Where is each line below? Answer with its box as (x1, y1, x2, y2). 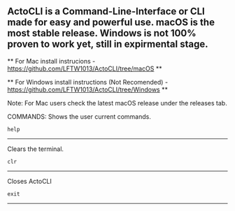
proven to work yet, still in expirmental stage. (7, 38, 208, 50)
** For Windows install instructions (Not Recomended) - (7, 78, 169, 86)
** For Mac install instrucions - (7, 57, 96, 65)
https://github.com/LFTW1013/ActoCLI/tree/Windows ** (7, 85, 168, 94)
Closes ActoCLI (7, 177, 52, 185)
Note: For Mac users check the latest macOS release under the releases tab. (7, 99, 227, 107)
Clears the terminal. (7, 145, 64, 153)
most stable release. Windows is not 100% (7, 27, 197, 39)
